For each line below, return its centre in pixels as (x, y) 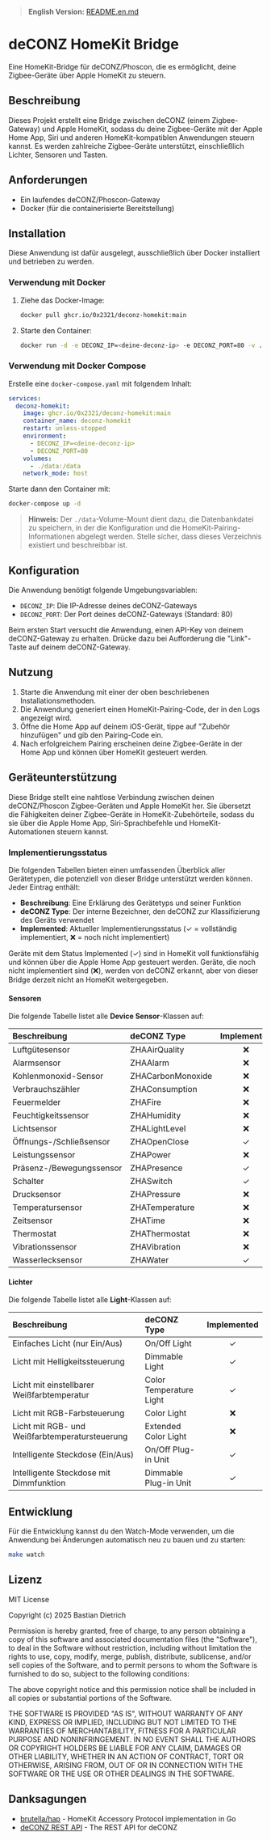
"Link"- (239, 639)
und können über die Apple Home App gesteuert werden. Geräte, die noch (132, 962)
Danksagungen (48, 1799)
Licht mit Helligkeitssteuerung (69, 1362)
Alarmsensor (37, 1063)
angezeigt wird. (46, 717)
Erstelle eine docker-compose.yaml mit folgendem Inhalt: (100, 383)
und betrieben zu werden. (51, 261)
